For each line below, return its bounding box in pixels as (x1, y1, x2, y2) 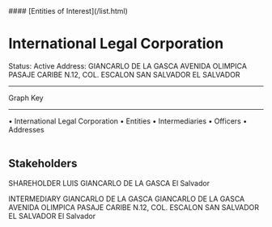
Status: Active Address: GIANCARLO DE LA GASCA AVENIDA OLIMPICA (8, 61, 247, 70)
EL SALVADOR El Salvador (8, 211, 96, 221)
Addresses (8, 124, 45, 134)
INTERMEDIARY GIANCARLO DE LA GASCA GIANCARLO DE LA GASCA (8, 194, 245, 204)
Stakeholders (8, 157, 78, 170)
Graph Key (8, 93, 44, 103)
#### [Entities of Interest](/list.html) (8, 6, 128, 15)
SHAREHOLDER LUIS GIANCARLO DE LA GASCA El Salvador (8, 178, 210, 187)
